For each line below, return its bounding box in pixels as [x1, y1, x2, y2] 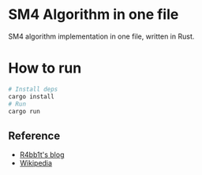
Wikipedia [19, 158, 53, 168]
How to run [8, 59, 82, 77]
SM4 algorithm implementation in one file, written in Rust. [8, 32, 195, 41]
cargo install [8, 92, 55, 100]
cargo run [8, 107, 41, 115]
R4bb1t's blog [19, 150, 65, 159]
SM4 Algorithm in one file [8, 6, 179, 24]
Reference [8, 128, 61, 143]
